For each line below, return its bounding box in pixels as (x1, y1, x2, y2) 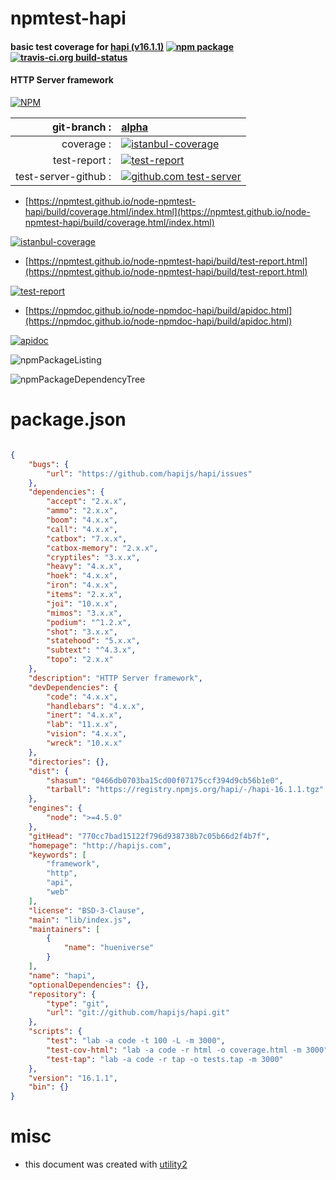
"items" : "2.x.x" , (46, 590, 123, 600)
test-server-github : (15, 169, 112, 183)
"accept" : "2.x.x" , (46, 497, 128, 507)
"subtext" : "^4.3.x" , (46, 645, 137, 656)
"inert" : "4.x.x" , (46, 710, 123, 721)
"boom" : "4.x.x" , (46, 515, 118, 526)
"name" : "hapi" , (28, 970, 97, 981)
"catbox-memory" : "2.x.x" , (46, 543, 159, 553)
